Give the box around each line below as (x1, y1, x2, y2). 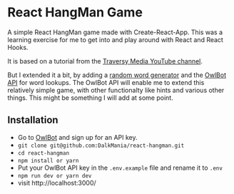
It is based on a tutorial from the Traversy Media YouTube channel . (7, 56, 203, 65)
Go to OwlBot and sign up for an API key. (17, 133, 138, 141)
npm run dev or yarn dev (17, 172, 92, 179)
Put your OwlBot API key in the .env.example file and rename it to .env (17, 163, 223, 172)
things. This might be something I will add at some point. (7, 93, 173, 102)
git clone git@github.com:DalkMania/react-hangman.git (17, 142, 185, 149)
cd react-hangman (17, 149, 70, 157)
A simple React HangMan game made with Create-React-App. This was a (7, 28, 223, 36)
